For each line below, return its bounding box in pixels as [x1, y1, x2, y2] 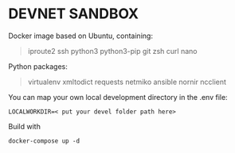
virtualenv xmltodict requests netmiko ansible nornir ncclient [27, 77, 227, 86]
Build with [8, 121, 41, 131]
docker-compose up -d [8, 136, 80, 145]
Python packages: [8, 61, 68, 71]
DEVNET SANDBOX [8, 5, 139, 23]
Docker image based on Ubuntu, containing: [8, 31, 154, 40]
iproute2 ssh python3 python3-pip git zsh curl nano [27, 46, 198, 55]
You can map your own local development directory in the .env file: [8, 92, 229, 101]
